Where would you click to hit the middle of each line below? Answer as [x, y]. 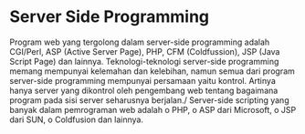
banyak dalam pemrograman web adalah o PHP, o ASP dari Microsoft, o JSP [153, 109]
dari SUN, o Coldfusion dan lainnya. [77, 119]
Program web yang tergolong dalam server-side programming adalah [140, 42]
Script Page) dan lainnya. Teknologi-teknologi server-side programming [144, 61]
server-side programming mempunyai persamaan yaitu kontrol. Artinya [142, 80]
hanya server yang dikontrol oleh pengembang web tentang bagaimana [144, 90]
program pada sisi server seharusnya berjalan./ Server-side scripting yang [149, 100]
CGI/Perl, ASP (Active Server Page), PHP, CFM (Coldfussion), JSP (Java [145, 51]
